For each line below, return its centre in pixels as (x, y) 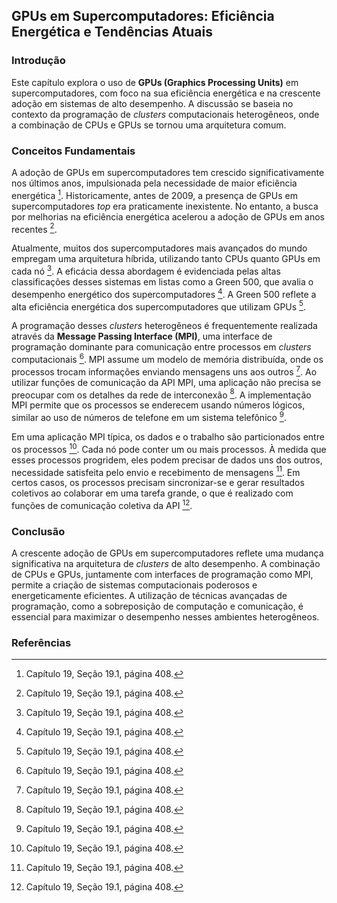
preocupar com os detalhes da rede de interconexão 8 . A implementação (161, 394)
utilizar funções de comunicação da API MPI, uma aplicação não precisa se (166, 382)
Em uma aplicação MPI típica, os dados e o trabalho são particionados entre (168, 436)
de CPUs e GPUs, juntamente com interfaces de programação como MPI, (162, 575)
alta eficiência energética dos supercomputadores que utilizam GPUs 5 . (159, 306)
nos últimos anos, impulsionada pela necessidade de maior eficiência (154, 183)
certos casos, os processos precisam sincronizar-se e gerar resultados (158, 483)
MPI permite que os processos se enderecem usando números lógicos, (158, 405)
